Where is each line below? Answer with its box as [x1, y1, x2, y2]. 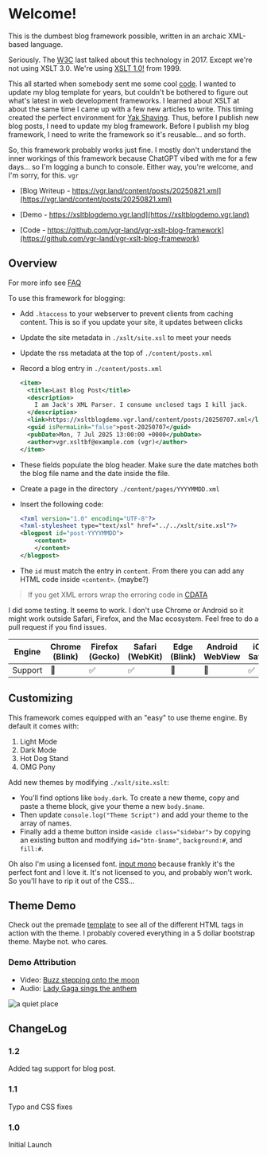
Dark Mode [19, 745, 57, 755]
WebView [203, 650, 241, 662]
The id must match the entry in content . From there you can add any [19, 566, 245, 576]
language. [30, 39, 64, 49]
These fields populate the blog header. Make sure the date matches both [19, 459, 258, 470]
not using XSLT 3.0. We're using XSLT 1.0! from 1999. [8, 63, 182, 72]
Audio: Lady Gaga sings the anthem [19, 983, 137, 993]
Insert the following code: [19, 499, 104, 509]
